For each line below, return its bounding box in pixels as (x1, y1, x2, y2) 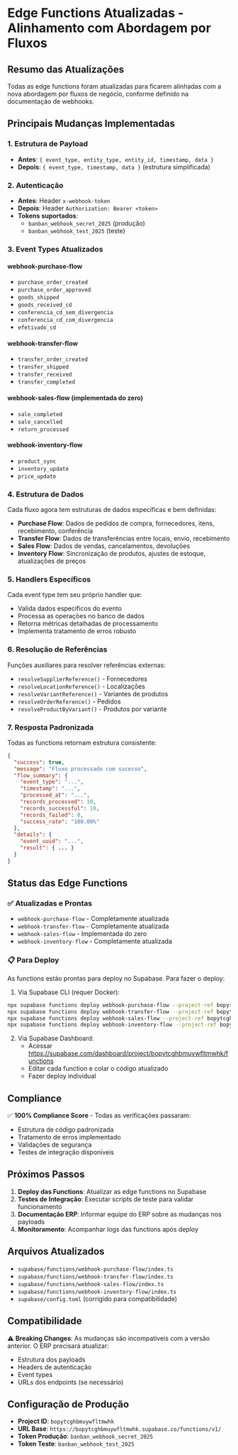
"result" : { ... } (20, 844, 74, 852)
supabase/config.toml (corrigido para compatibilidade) (17, 1294, 178, 1303)
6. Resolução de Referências (7, 645, 108, 654)
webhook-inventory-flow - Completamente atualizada (17, 937, 172, 946)
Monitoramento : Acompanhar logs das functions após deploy (17, 1225, 199, 1233)
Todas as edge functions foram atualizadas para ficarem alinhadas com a (7, 82, 222, 90)
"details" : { (13, 831, 52, 838)
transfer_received (17, 371, 72, 379)
